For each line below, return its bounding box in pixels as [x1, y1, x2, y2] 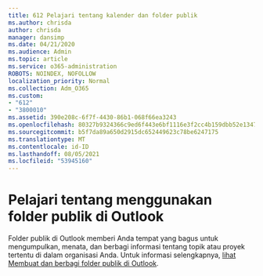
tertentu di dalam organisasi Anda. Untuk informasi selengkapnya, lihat [8, 250, 236, 260]
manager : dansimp [8, 33, 65, 42]
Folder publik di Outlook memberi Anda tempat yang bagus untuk [8, 234, 219, 243]
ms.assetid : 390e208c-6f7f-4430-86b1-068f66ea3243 [8, 114, 177, 122]
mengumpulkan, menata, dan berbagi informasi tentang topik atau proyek [8, 242, 245, 252]
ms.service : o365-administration [8, 63, 117, 71]
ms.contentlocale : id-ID [8, 143, 89, 151]
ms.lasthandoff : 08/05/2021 [8, 150, 100, 158]
